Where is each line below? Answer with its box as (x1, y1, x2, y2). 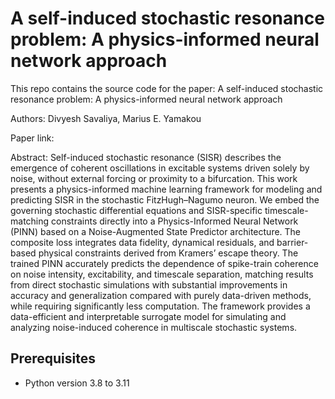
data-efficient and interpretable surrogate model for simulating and (10, 310, 287, 322)
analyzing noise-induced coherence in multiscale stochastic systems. (10, 321, 298, 333)
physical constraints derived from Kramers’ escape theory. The (38, 247, 299, 259)
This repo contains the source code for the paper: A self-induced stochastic (10, 82, 324, 94)
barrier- (276, 236, 309, 248)
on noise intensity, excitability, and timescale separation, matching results (10, 268, 314, 280)
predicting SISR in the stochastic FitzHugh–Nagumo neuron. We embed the (10, 193, 320, 206)
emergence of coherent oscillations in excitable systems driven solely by (10, 162, 310, 174)
